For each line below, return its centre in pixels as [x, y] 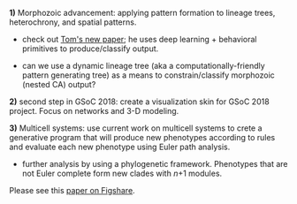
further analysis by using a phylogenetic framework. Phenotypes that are [155, 164]
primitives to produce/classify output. [90, 49]
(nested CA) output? [59, 84]
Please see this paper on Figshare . [72, 190]
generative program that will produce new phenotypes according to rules [142, 137]
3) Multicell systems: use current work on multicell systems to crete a [136, 128]
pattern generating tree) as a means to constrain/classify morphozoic [148, 75]
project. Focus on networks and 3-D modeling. [94, 111]
